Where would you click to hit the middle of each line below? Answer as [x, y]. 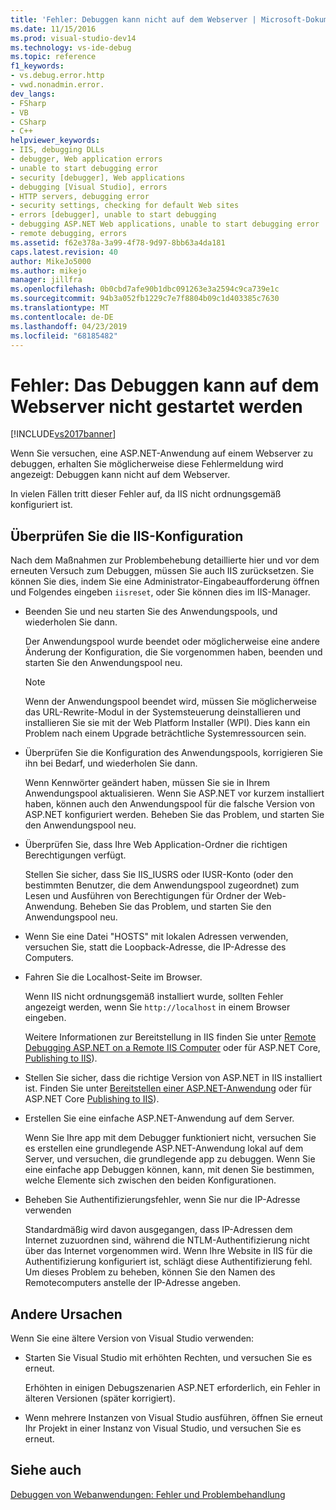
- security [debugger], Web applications [98, 177]
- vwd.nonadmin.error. [57, 85]
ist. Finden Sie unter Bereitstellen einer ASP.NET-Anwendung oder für [168, 1088]
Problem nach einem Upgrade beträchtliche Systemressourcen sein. [165, 733]
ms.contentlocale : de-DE [62, 317]
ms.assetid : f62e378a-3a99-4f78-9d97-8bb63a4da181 [118, 242]
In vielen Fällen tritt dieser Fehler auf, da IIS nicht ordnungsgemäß [146, 494]
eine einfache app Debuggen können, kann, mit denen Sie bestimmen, [169, 1170]
